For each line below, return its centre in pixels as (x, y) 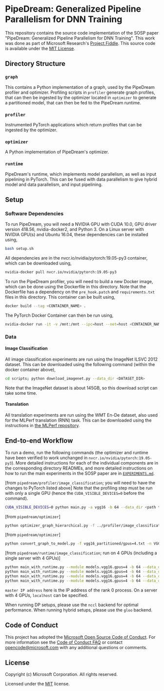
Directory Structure (35, 64)
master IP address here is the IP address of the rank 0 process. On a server (81, 590)
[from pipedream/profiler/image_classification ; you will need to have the (80, 483)
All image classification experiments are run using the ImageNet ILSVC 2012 (81, 359)
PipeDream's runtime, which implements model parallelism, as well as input (81, 174)
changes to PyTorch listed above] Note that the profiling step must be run (79, 488)
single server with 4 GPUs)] (33, 558)
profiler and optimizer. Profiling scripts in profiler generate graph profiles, (80, 92)
